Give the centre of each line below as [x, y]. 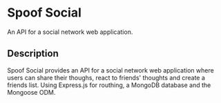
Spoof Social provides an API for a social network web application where [110, 70]
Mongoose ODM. [31, 92]
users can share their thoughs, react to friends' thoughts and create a [106, 77]
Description [33, 54]
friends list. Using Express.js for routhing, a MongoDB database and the [109, 85]
